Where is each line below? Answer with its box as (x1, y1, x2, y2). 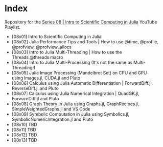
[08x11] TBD (11, 127, 36, 132)
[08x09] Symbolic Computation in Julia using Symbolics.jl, (11, 111, 130, 117)
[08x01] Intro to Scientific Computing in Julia (11, 34, 102, 39)
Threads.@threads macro (11, 54, 63, 60)
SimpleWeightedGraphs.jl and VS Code (11, 106, 91, 112)
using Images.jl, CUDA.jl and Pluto (11, 75, 81, 81)
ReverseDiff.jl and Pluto (11, 85, 59, 91)
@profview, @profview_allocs (11, 44, 72, 50)
